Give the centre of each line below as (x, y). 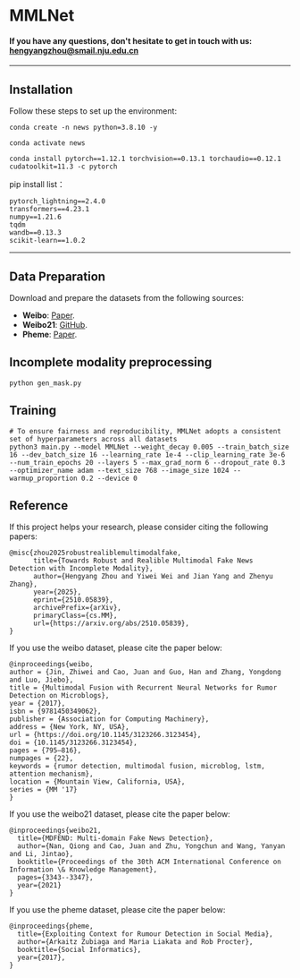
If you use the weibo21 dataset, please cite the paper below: (120, 814)
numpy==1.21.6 (36, 217)
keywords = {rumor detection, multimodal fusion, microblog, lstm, (137, 767)
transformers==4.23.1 (50, 210)
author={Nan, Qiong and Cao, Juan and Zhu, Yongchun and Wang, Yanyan (151, 846)
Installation (41, 89)
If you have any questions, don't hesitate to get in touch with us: (131, 40)
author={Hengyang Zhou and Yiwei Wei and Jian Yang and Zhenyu (153, 577)
